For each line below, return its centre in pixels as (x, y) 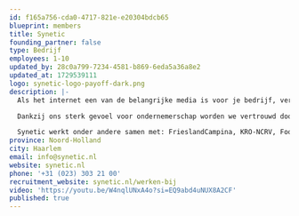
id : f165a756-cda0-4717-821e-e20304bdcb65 (89, 17)
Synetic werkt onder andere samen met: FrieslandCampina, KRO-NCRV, (147, 132)
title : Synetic (37, 34)
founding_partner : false (55, 42)
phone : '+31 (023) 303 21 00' (65, 173)
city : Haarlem (36, 149)
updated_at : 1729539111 (53, 76)
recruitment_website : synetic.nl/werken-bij (93, 182)
